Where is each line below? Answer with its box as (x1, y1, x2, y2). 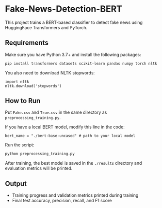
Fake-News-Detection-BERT (5, 3, 123, 15)
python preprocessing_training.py (5, 152, 75, 156)
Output (5, 179, 27, 188)
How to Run (5, 97, 41, 105)
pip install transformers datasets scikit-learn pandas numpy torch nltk (5, 61, 158, 66)
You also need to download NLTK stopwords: (5, 69, 95, 76)
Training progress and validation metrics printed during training (12, 192, 139, 198)
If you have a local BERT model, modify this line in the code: (5, 124, 125, 130)
